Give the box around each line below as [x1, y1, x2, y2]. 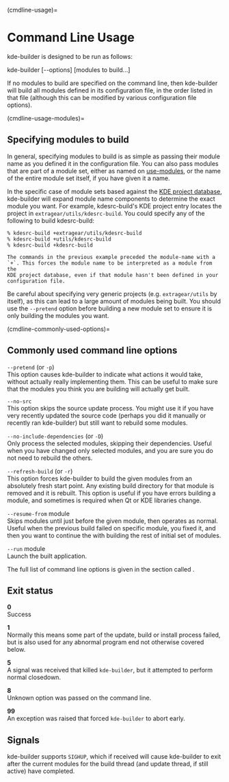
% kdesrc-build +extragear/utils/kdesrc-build [7, 230, 142, 236]
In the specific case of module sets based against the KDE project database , [7, 187, 222, 195]
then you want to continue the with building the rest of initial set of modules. [7, 531, 221, 539]
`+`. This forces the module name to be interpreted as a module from [7, 260, 213, 267]
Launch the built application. [7, 552, 87, 560]
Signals [7, 734, 40, 746]
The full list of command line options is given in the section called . [7, 565, 195, 573]
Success [7, 610, 32, 619]
